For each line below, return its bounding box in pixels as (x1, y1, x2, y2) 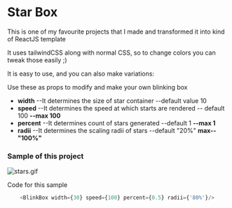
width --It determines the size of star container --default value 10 (17, 96, 207, 105)
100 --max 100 (17, 111, 61, 120)
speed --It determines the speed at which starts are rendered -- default (17, 104, 225, 112)
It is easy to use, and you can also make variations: (7, 69, 155, 78)
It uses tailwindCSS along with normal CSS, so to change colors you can (7, 48, 216, 57)
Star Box (7, 4, 58, 20)
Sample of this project (7, 151, 84, 161)
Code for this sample (7, 181, 68, 189)
